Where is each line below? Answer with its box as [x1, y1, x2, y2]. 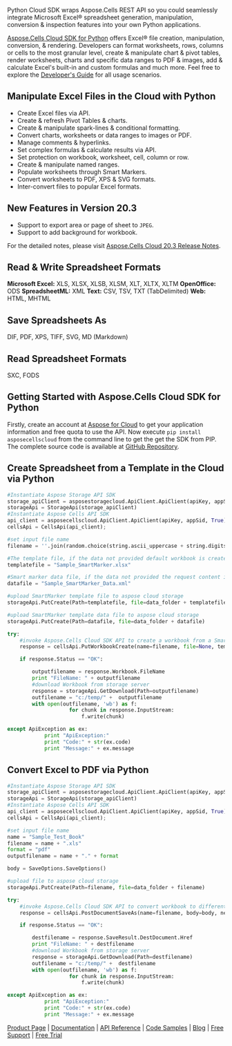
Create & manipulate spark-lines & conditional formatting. [17, 124, 181, 132]
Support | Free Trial [7, 1031, 62, 1039]
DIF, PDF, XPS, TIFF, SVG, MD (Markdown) [7, 333, 128, 341]
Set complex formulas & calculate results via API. [17, 145, 157, 154]
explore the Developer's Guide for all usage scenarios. [7, 70, 162, 79]
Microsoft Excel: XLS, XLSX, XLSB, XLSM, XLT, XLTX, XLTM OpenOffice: [7, 280, 216, 288]
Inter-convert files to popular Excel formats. [17, 182, 142, 191]
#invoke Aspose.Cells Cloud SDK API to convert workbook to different [19, 903, 227, 910]
